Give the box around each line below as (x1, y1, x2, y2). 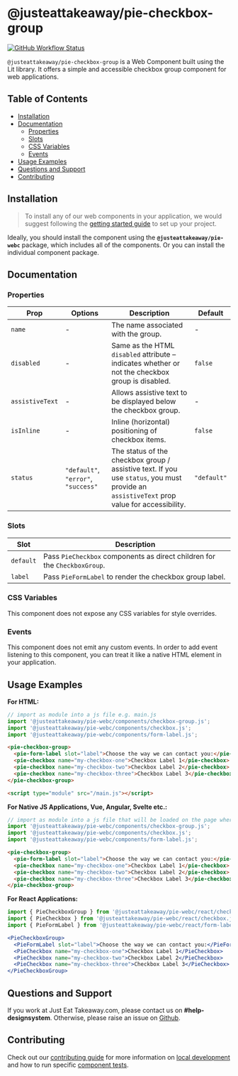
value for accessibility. (110, 499, 186, 509)
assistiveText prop (110, 491, 176, 501)
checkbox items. (110, 435, 166, 445)
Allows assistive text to (110, 388, 188, 398)
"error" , (64, 474, 93, 484)
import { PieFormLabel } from (7, 922, 97, 929)
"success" (64, 483, 98, 491)
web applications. (7, 72, 59, 81)
